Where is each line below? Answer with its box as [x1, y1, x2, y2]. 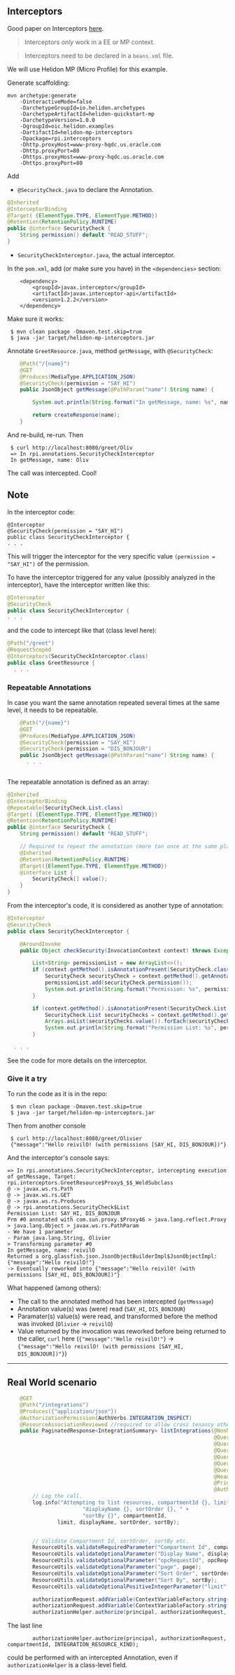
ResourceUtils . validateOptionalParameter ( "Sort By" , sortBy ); [32, 1576, 218, 1583]
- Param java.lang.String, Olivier [7, 1235, 111, 1242]
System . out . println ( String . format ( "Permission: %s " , [44, 985, 201, 992]
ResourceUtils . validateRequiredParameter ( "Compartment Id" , [32, 1544, 211, 1551]
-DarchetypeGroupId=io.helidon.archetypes [20, 104, 145, 111]
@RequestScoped [7, 646, 52, 654]
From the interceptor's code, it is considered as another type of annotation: [7, 901, 224, 910]
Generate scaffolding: [7, 78, 70, 87]
